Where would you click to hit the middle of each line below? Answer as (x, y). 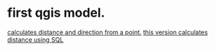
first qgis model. (56, 13)
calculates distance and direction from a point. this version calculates (108, 32)
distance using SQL (35, 39)
